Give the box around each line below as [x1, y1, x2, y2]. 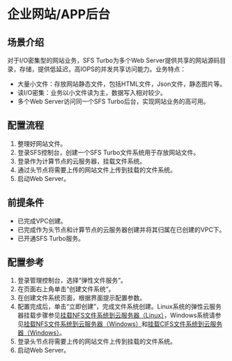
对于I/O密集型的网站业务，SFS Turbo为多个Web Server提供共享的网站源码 [7, 57, 220, 64]
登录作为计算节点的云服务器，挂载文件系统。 [17, 156, 146, 165]
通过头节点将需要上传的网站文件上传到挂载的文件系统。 [17, 165, 176, 174]
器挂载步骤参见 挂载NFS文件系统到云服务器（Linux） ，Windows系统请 [17, 311, 216, 320]
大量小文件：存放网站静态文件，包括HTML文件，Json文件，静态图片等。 [17, 80, 226, 88]
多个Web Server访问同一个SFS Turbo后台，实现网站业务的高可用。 [17, 97, 210, 105]
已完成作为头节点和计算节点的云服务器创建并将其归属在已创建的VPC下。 [17, 225, 226, 234]
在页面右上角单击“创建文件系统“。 [17, 285, 115, 293]
